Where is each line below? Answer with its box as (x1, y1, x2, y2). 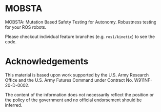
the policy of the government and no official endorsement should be (5, 97, 142, 103)
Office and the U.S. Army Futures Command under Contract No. (5, 77, 133, 83)
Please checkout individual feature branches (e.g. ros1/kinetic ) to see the (5, 34, 155, 39)
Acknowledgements (5, 56, 89, 67)
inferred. (5, 102, 22, 108)
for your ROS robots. (5, 24, 46, 30)
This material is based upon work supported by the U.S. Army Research (5, 72, 149, 78)
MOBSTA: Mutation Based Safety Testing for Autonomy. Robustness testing (5, 19, 157, 25)
